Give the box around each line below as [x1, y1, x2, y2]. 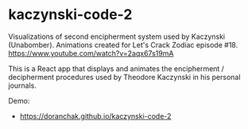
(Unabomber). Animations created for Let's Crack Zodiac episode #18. [8, 40, 238, 49]
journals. [8, 81, 37, 90]
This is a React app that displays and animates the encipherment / [8, 63, 225, 73]
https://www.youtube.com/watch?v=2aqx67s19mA [8, 48, 174, 58]
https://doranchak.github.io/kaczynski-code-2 [19, 111, 172, 120]
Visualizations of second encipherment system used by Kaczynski [8, 32, 225, 41]
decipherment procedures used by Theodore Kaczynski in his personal [8, 72, 241, 82]
